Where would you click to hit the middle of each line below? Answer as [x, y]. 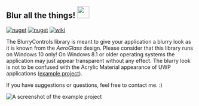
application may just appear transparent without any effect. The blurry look [99, 60]
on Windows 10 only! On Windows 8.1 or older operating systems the [91, 54]
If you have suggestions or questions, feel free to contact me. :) [84, 85]
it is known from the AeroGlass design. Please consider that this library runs [99, 48]
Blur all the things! [41, 16]
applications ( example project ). [44, 73]
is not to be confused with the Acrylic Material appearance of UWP [89, 67]
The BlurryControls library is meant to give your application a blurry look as [99, 41]
